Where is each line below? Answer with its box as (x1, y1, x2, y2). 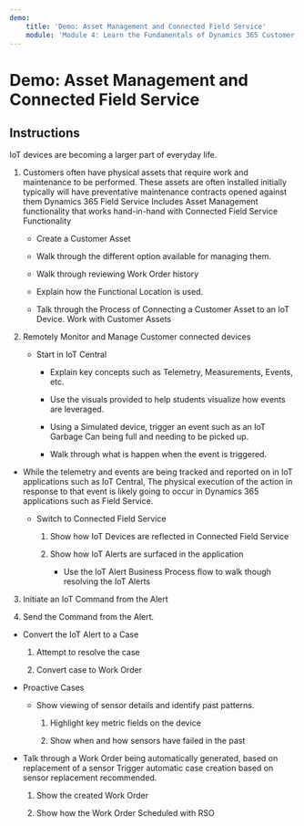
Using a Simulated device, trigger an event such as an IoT (49, 422, 266, 433)
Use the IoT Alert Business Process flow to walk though (63, 567, 271, 578)
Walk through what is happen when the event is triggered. (49, 449, 267, 460)
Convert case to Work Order (35, 664, 143, 675)
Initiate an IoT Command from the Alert (22, 594, 168, 605)
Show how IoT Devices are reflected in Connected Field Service (49, 531, 289, 542)
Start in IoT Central (35, 349, 107, 361)
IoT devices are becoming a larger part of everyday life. (9, 150, 218, 161)
